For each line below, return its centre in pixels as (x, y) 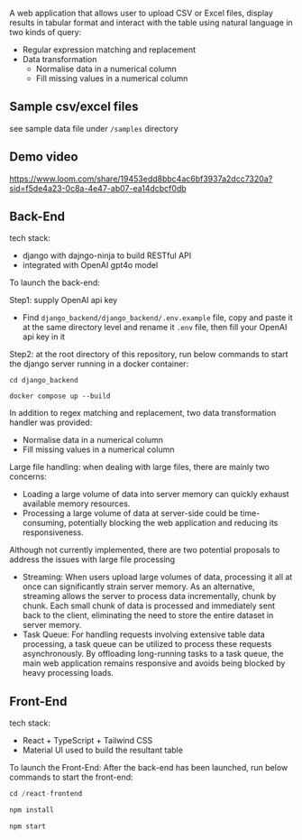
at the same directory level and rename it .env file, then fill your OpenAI (155, 328)
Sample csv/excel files (74, 107)
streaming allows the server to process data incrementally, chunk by (149, 596)
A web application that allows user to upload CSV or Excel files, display (141, 13)
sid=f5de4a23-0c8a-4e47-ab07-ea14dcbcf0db (98, 188)
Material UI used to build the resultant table (102, 750)
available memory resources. (76, 503)
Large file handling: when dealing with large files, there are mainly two (140, 467)
